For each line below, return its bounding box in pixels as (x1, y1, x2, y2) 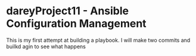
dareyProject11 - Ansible (6, 4, 129, 18)
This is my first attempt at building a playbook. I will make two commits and (6, 36, 191, 43)
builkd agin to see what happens (6, 43, 86, 50)
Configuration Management (6, 17, 147, 30)
